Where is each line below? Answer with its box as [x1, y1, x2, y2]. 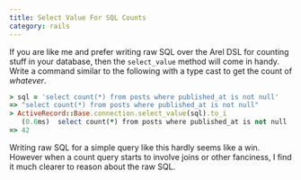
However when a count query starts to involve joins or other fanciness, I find [9, 151, 292, 162]
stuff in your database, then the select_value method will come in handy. [9, 56, 280, 67]
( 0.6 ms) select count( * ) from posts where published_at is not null [21, 118, 288, 127]
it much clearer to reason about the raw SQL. [9, 161, 176, 172]
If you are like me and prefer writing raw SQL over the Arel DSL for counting [9, 46, 289, 57]
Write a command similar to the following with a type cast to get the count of [9, 65, 293, 76]
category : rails [9, 22, 70, 31]
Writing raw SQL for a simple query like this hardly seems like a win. [9, 141, 261, 153]
